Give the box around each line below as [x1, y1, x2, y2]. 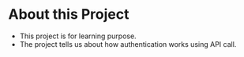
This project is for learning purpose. [19, 31, 137, 41]
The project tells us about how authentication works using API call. [19, 39, 237, 48]
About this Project [8, 5, 130, 23]
